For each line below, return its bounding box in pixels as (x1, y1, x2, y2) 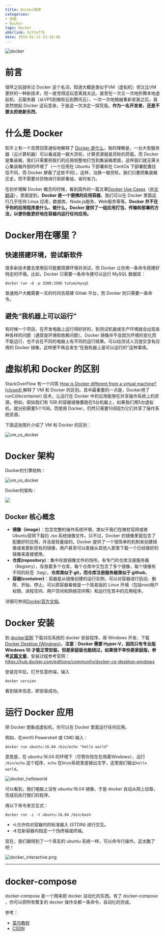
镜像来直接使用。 (12, 551, 47, 557)
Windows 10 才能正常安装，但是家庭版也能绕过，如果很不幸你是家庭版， (5, 647, 152, 653)
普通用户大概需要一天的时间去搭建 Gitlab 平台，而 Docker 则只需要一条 (5, 290, 148, 296)
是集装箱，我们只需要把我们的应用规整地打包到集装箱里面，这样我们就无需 (5, 157, 156, 163)
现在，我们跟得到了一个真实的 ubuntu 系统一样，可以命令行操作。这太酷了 (5, 838, 156, 844)
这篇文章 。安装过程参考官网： (9, 653, 70, 659)
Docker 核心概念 (5, 513, 55, 521)
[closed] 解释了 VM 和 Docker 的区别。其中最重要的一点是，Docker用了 (5, 387, 150, 393)
